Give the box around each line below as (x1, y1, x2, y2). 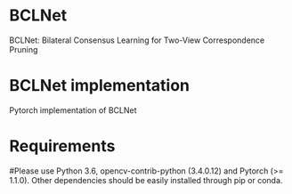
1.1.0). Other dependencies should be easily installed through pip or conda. (9, 174, 283, 185)
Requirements (9, 136, 116, 157)
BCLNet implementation (9, 76, 190, 96)
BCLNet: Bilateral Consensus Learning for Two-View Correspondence (9, 35, 265, 45)
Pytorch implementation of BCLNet (9, 104, 137, 116)
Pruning (9, 44, 38, 54)
